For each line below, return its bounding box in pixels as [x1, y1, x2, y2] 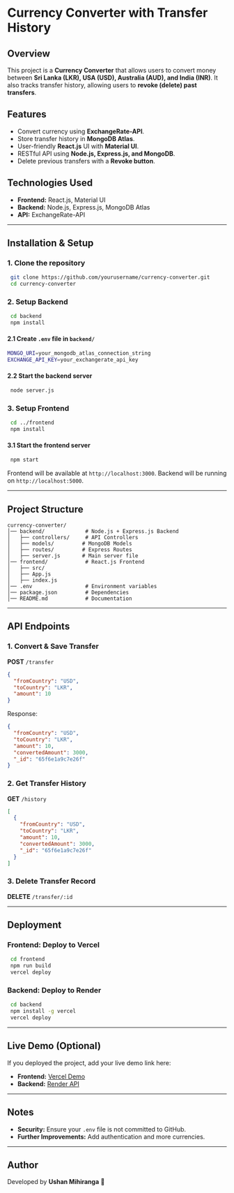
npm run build [10, 963, 52, 969]
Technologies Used [7, 177, 93, 189]
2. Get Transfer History [7, 779, 87, 789]
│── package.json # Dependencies [7, 589, 130, 596]
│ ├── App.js [7, 571, 52, 578]
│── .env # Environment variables [7, 583, 157, 590]
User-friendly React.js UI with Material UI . [17, 142, 139, 150]
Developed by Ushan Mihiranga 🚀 [7, 1178, 105, 1186]
